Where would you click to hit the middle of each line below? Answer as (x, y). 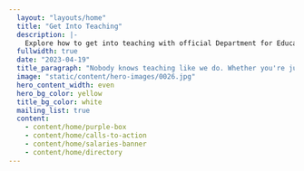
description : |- (47, 34)
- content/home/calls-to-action (86, 136)
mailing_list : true (54, 110)
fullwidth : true (47, 52)
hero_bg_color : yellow (59, 93)
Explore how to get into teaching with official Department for (149, 43)
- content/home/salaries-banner (86, 144)
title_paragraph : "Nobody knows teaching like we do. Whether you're (151, 69)
